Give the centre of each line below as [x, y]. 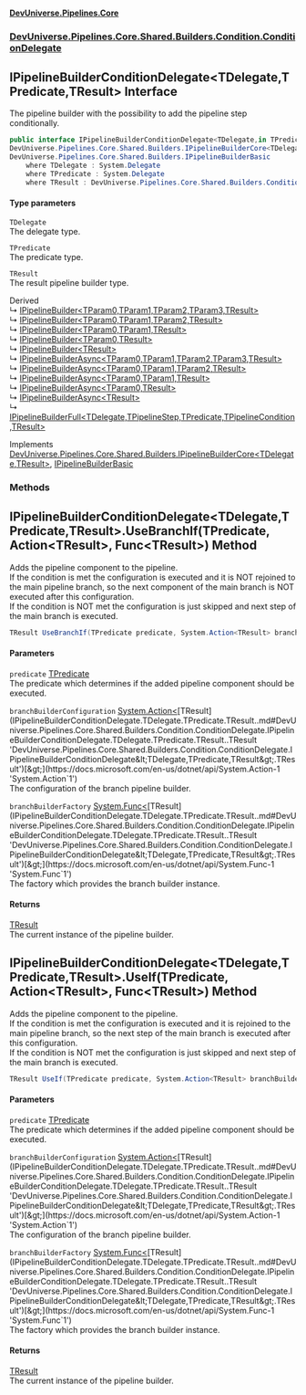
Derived [24, 300]
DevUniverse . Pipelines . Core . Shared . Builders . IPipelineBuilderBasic [140, 157]
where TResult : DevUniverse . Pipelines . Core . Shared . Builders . [146, 183]
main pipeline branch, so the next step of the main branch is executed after [150, 1033]
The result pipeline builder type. [69, 282]
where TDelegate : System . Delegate [93, 165]
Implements [31, 444]
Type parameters [43, 203]
